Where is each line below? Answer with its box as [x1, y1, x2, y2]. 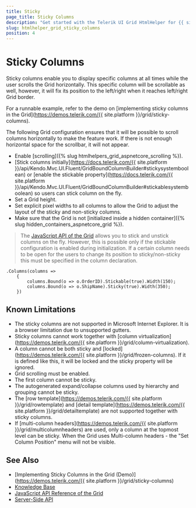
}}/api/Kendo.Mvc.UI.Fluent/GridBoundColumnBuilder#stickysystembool [14, 165, 189, 172]
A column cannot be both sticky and [14, 345, 102, 352]
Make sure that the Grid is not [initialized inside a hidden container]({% [14, 215, 185, 222]
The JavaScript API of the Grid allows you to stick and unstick [20, 232, 169, 239]
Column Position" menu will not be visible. [14, 438, 116, 445]
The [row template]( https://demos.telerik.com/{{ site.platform [14, 394, 162, 401]
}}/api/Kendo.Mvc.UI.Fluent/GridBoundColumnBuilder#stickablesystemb [14, 184, 189, 191]
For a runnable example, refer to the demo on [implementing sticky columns [6, 105, 188, 112]
